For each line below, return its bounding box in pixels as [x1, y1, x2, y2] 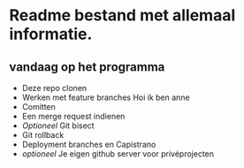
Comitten [21, 102, 56, 111]
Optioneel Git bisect [21, 120, 95, 131]
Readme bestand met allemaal [9, 5, 236, 26]
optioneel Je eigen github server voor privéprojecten [21, 149, 215, 159]
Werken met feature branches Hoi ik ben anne [21, 92, 190, 103]
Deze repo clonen [21, 83, 88, 93]
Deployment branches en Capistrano [21, 139, 156, 149]
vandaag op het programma [9, 59, 165, 74]
